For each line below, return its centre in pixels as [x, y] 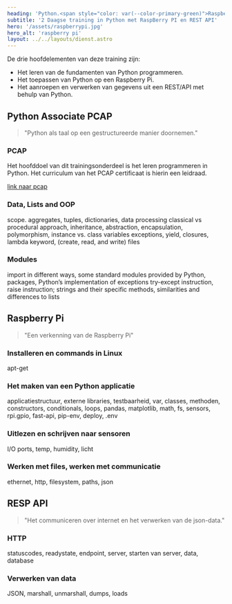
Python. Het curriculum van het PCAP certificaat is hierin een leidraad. [107, 173]
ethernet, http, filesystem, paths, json [60, 482]
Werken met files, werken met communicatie [84, 466]
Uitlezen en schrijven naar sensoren [69, 434]
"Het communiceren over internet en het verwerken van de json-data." [124, 520]
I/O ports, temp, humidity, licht [50, 449]
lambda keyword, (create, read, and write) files [74, 241]
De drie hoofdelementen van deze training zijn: [74, 59]
